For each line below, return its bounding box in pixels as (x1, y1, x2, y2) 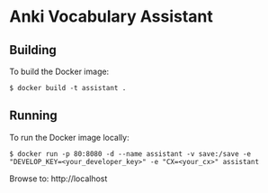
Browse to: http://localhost (9, 173, 108, 184)
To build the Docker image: (9, 66, 110, 77)
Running (9, 108, 58, 124)
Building (9, 42, 57, 58)
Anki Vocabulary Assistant (9, 6, 213, 27)
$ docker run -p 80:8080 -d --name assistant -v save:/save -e (9, 149, 252, 159)
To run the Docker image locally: (9, 132, 130, 142)
